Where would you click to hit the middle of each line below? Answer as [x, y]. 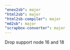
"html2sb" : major [23, 14]
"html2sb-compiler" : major [33, 19]
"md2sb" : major [20, 24]
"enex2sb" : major [23, 10]
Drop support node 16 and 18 [34, 42]
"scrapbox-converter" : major [35, 28]
